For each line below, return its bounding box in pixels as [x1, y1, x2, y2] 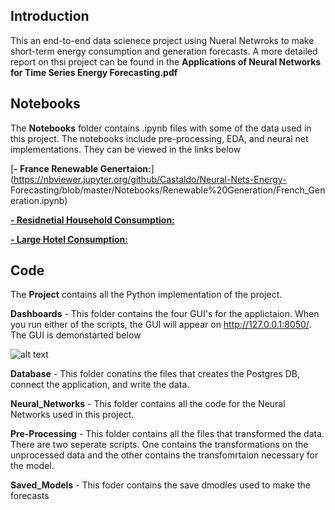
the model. [10, 460, 55, 472]
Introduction [10, 8, 90, 25]
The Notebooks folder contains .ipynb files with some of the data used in [10, 122, 312, 134]
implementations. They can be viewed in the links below [10, 143, 242, 155]
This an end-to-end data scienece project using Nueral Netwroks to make [10, 34, 315, 46]
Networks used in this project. [10, 409, 135, 421]
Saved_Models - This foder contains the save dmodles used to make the [10, 479, 311, 491]
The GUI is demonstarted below [10, 329, 142, 341]
